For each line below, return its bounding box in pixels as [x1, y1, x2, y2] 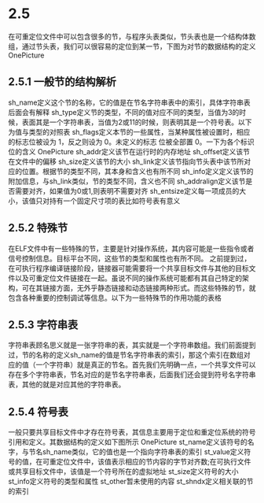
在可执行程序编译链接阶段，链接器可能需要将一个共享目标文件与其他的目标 [8, 263, 249, 272]
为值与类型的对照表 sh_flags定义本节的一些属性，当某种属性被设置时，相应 [8, 127, 251, 136]
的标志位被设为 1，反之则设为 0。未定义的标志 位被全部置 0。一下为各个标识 [8, 137, 255, 146]
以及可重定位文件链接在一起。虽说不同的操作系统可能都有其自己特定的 [14, 273, 242, 283]
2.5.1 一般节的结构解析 [8, 76, 116, 89]
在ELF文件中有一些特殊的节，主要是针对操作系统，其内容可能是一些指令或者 [8, 243, 255, 253]
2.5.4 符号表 [8, 405, 68, 418]
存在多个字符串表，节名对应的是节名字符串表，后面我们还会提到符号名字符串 [8, 370, 256, 379]
